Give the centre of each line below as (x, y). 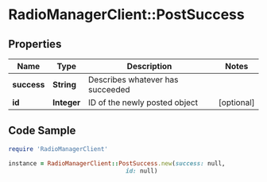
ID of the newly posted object (143, 103)
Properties (35, 44)
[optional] (236, 103)
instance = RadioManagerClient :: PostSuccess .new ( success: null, (117, 163)
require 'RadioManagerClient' (58, 149)
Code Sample (42, 131)
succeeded (109, 89)
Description (149, 66)
